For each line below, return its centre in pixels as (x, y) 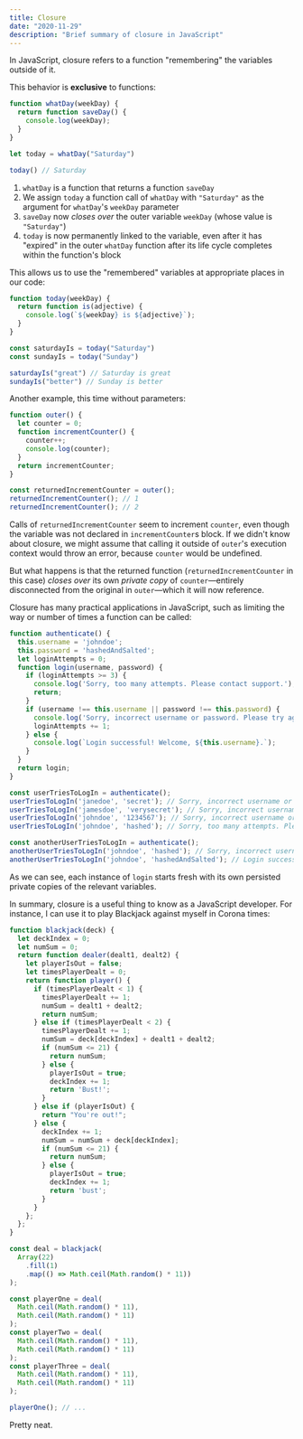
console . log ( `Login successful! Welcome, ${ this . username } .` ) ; (155, 743)
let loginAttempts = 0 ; (62, 659)
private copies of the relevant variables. (83, 886)
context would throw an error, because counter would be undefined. (136, 553)
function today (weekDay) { (60, 298)
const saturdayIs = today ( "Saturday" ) (82, 348)
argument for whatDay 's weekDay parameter (101, 207)
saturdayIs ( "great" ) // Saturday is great (90, 373)
